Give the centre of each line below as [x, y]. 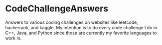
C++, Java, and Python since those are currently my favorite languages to [81, 33]
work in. [13, 38]
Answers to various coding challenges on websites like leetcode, [72, 22]
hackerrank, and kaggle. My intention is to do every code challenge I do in [81, 27]
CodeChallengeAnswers [57, 9]
